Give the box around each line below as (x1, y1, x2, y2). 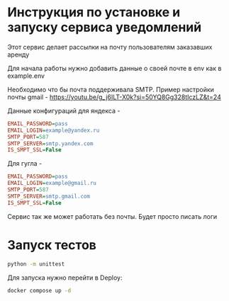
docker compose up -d (7, 287, 72, 294)
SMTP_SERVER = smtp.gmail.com (7, 193, 91, 200)
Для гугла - (7, 159, 43, 168)
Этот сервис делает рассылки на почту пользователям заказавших (7, 42, 213, 51)
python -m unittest (7, 260, 65, 268)
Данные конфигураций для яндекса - (7, 106, 121, 115)
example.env (7, 72, 45, 80)
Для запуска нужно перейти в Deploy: (7, 273, 123, 282)
